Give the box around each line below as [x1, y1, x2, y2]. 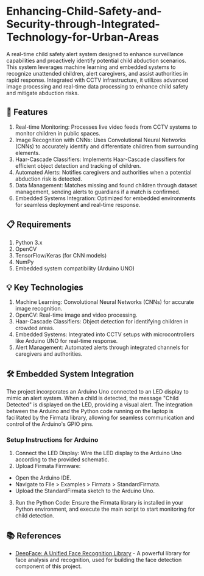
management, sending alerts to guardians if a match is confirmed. [15, 188, 181, 195]
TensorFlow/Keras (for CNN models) [15, 251, 107, 259]
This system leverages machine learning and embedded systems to [6, 63, 176, 71]
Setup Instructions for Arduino [6, 436, 99, 444]
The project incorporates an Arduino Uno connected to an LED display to [6, 388, 189, 395]
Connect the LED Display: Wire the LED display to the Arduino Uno [15, 450, 182, 457]
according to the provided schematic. [15, 456, 110, 463]
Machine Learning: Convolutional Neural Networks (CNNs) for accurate [15, 298, 194, 306]
